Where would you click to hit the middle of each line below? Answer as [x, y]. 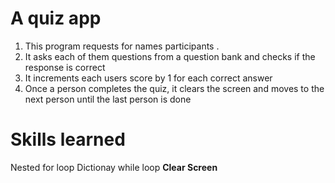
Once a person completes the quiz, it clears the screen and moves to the [174, 88]
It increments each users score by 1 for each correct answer [148, 78]
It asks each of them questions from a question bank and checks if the [170, 56]
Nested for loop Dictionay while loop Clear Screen [114, 167]
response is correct [65, 67]
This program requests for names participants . [122, 46]
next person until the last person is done [108, 99]
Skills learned [68, 139]
